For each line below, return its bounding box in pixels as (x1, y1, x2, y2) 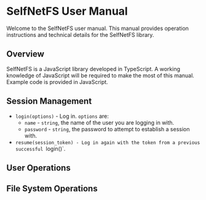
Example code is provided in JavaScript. (6, 78, 109, 85)
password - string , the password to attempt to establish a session (24, 125, 190, 133)
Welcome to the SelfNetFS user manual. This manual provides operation (6, 25, 189, 32)
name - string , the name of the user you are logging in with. (24, 118, 175, 126)
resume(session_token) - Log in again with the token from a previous (15, 139, 200, 145)
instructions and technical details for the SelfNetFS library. (6, 31, 154, 38)
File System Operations (6, 183, 98, 194)
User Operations (6, 163, 71, 173)
